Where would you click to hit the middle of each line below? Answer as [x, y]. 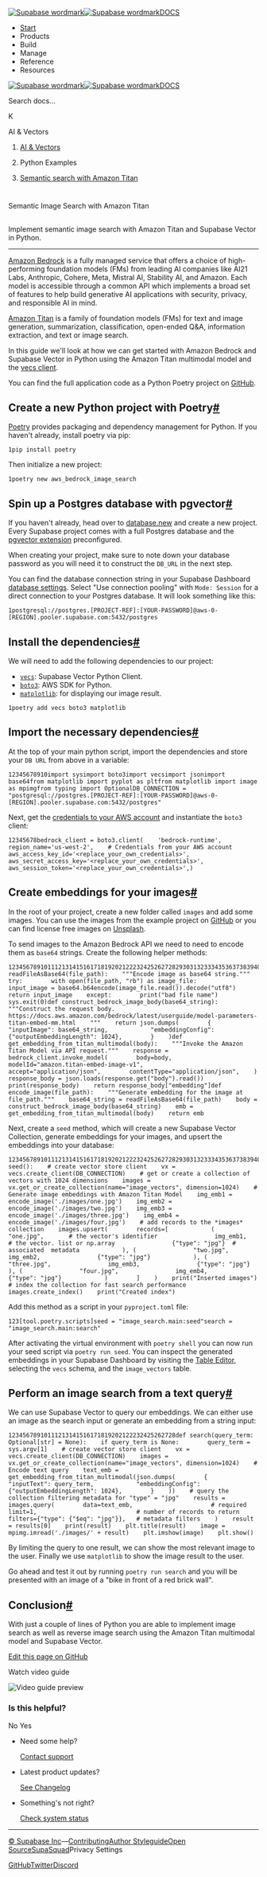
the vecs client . [33, 367]
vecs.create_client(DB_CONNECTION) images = [89, 1457]
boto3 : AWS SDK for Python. [66, 685]
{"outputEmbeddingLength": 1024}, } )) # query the [118, 1491]
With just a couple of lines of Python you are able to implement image [122, 1625]
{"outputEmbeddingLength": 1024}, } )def [95, 1036]
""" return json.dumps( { [151, 1023]
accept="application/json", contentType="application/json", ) [133, 1071]
